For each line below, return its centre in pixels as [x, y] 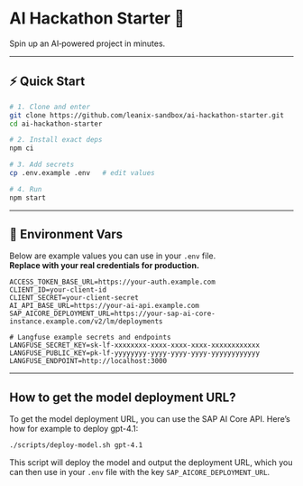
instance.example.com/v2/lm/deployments [87, 322]
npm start [28, 198]
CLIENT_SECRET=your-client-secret [74, 298]
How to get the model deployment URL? [123, 397]
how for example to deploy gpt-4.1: [74, 429]
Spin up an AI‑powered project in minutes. [87, 43]
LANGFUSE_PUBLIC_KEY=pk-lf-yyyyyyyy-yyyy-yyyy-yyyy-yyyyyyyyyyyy [134, 353]
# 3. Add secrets [42, 165]
